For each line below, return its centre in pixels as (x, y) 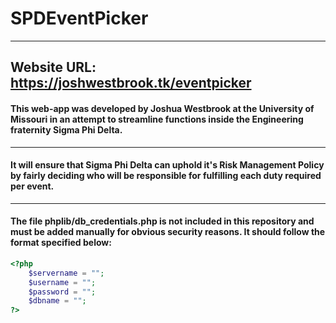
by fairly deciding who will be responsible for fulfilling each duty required (166, 176)
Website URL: (53, 67)
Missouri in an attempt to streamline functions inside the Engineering (157, 119)
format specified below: (61, 243)
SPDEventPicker (79, 18)
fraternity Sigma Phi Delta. (66, 129)
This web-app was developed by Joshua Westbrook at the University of (162, 108)
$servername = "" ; (66, 273)
